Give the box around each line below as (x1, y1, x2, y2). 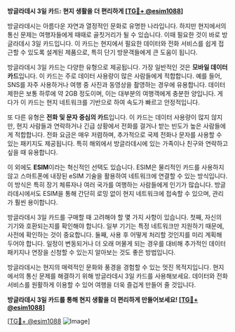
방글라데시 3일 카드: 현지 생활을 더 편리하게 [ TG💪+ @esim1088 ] (7, 7, 184, 15)
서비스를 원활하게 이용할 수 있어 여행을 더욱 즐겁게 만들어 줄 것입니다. (7, 281, 196, 288)
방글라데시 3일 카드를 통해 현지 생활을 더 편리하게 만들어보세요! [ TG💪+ (7, 296, 199, 304)
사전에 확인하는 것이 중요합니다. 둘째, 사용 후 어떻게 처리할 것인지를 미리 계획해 (7, 231, 222, 239)
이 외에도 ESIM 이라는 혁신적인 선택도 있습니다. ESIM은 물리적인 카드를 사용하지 (7, 163, 224, 171)
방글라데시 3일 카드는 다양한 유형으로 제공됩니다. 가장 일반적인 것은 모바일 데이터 (7, 63, 228, 71)
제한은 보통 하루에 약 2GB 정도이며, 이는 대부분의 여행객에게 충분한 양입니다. (7, 89, 216, 98)
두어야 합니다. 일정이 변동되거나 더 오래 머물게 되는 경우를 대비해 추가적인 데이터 (7, 239, 227, 248)
